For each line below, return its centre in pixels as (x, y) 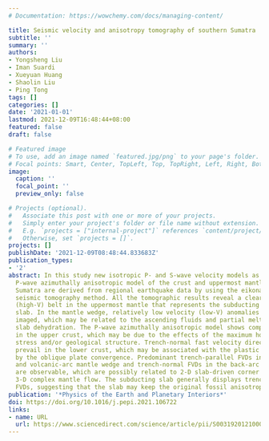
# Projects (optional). (48, 208)
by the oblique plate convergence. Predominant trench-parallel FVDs (134, 358)
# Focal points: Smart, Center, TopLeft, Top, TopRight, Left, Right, (128, 164)
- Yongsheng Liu (35, 60)
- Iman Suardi (32, 68)
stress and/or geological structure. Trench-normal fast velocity (128, 342)
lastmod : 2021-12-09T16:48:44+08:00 (69, 120)
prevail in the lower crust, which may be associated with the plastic (138, 350)
